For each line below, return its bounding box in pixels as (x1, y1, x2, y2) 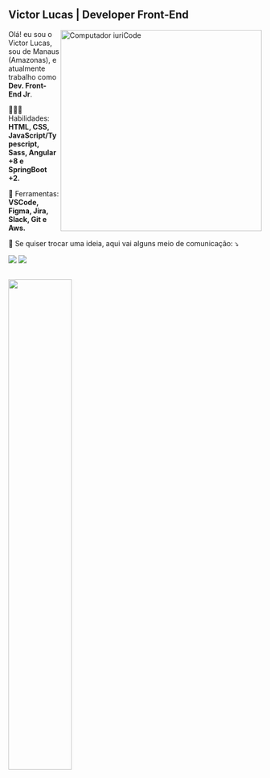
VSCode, (8, 197, 39, 207)
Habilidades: (8, 113, 50, 123)
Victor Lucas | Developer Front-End (8, 8, 189, 22)
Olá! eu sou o (8, 29, 52, 39)
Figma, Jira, (8, 206, 49, 216)
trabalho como (8, 72, 57, 81)
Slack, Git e (8, 214, 47, 224)
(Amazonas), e (8, 55, 57, 64)
